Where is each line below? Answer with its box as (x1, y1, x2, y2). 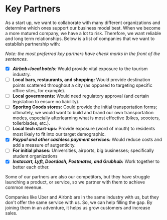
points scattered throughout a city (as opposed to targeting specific (12, 82, 153, 88)
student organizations (12, 153, 58, 159)
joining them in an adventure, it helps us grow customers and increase (5, 205, 150, 211)
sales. (5, 210, 18, 216)
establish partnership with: (5, 41, 60, 47)
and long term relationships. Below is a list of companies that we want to (5, 36, 155, 42)
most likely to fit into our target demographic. (12, 131, 106, 137)
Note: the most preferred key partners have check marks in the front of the (5, 51, 160, 57)
